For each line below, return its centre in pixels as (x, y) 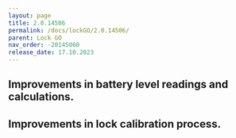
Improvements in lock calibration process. (115, 124)
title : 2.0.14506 (37, 23)
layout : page (30, 15)
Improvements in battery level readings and (118, 84)
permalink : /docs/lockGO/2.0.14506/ (69, 30)
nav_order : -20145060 (44, 45)
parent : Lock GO (35, 38)
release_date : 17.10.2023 (51, 52)
